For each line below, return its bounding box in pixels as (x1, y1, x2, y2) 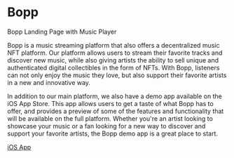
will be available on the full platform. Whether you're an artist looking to (7, 114, 214, 123)
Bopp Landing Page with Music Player (7, 27, 117, 36)
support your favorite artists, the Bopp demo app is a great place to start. (7, 129, 219, 138)
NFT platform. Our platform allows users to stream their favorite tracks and (7, 48, 223, 57)
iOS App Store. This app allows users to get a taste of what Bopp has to (7, 99, 214, 107)
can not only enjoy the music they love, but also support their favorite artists (7, 71, 227, 79)
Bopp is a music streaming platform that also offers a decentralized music (7, 41, 220, 49)
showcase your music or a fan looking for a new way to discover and (7, 121, 206, 130)
